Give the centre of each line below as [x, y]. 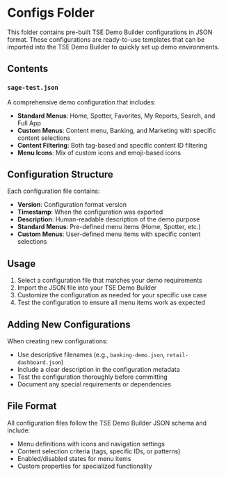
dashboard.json [39, 363]
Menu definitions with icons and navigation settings [91, 444]
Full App [29, 123]
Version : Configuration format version [72, 205]
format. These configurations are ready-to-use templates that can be [106, 39]
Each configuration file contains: [54, 191]
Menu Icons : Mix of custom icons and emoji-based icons [99, 153]
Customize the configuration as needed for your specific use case [112, 295]
